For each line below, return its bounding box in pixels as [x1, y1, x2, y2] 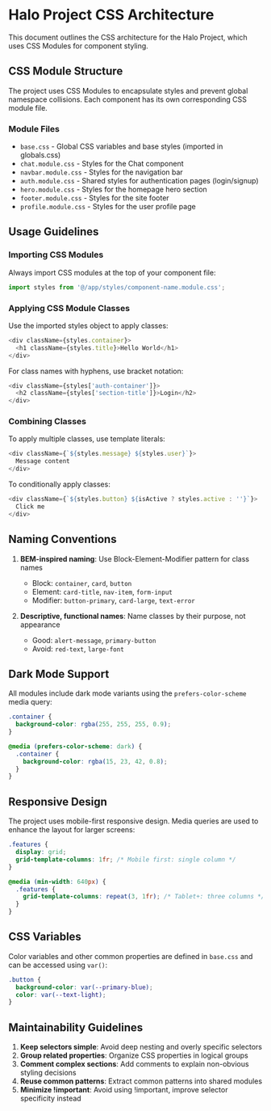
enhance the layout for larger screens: [8, 825, 135, 835]
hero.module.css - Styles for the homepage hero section [19, 184, 207, 195]
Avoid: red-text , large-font [31, 644, 125, 654]
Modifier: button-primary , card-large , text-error [31, 595, 195, 605]
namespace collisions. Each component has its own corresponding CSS [8, 95, 248, 104]
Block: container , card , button [31, 578, 132, 587]
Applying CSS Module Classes [8, 302, 131, 314]
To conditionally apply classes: [8, 479, 110, 490]
